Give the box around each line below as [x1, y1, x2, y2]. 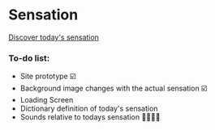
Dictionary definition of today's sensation [19, 103, 158, 114]
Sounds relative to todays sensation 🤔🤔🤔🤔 [19, 112, 161, 122]
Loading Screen [19, 95, 74, 105]
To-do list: [8, 52, 50, 64]
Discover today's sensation [8, 32, 100, 42]
